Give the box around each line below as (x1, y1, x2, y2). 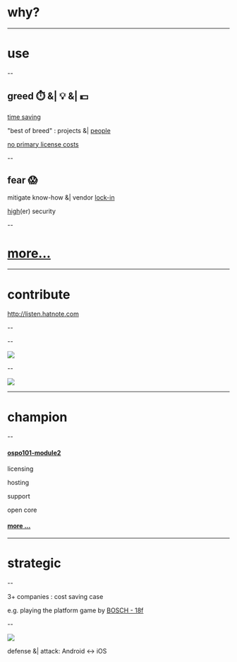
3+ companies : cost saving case (7, 592, 104, 600)
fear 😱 (7, 174, 38, 186)
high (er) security (7, 207, 56, 215)
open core (7, 506, 37, 514)
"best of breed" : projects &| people (7, 126, 111, 135)
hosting (7, 478, 30, 486)
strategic (7, 555, 61, 571)
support (7, 491, 30, 500)
